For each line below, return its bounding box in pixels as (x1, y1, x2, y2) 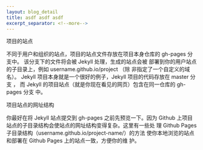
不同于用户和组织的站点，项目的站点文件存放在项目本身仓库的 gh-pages (6, 50, 186, 58)
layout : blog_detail (6, 9, 59, 15)
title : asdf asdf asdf (6, 15, 64, 21)
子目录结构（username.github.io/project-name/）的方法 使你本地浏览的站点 (6, 129, 195, 137)
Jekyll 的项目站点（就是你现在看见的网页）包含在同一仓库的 (26, 81, 176, 88)
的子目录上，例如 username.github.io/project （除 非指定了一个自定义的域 (6, 66, 190, 73)
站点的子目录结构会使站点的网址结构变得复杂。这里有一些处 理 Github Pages (6, 122, 197, 129)
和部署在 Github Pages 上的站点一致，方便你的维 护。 (6, 137, 141, 145)
